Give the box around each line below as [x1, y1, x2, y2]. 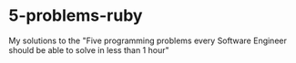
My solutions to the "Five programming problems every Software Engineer [8, 35, 288, 46]
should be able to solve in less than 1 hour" [8, 44, 169, 55]
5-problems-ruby [8, 5, 143, 26]
